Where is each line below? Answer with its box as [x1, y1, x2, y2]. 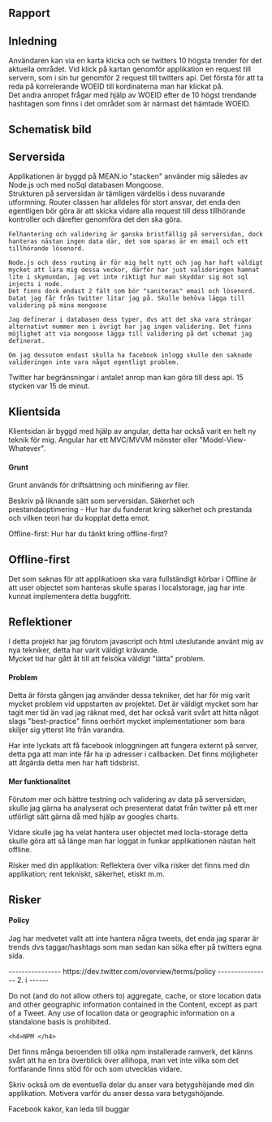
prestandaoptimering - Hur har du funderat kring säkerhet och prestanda [8, 505, 253, 514]
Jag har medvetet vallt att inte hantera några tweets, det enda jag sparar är [8, 934, 260, 943]
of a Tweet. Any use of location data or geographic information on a [8, 1008, 235, 1018]
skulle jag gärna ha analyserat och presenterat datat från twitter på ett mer [8, 804, 258, 813]
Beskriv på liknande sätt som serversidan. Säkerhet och [8, 496, 195, 506]
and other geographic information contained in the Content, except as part [8, 999, 257, 1010]
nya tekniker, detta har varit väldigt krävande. [8, 645, 160, 655]
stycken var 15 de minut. [8, 381, 90, 391]
